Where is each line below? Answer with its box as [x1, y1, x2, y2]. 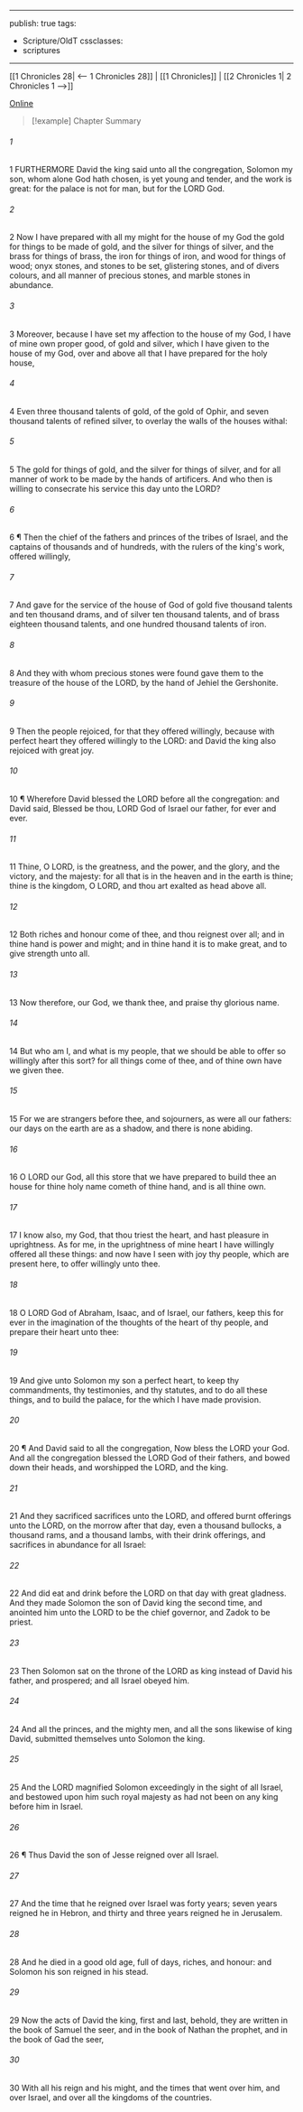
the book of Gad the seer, [9, 2033, 105, 2044]
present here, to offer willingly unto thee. [9, 1258, 161, 1269]
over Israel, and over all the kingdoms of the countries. [9, 2092, 213, 2103]
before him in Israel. [9, 1802, 84, 1812]
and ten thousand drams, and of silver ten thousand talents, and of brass [9, 609, 280, 620]
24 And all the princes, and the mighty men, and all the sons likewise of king [9, 1723, 293, 1734]
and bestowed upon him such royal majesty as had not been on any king [9, 1792, 279, 1802]
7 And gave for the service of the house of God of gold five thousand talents [9, 599, 293, 610]
